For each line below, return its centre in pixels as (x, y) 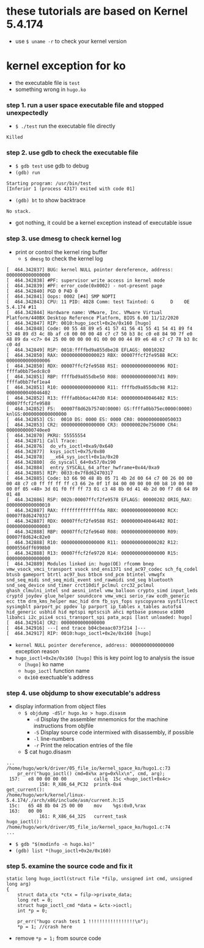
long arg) (19, 884)
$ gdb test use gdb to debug (52, 166)
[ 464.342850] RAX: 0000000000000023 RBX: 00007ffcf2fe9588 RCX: (93, 355)
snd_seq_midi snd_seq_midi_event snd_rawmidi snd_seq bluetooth (90, 580)
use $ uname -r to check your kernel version (71, 41)
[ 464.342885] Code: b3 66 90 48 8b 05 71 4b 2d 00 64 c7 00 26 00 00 (99, 478)
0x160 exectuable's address (59, 677)
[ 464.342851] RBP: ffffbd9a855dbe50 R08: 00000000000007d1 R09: (93, 377)
